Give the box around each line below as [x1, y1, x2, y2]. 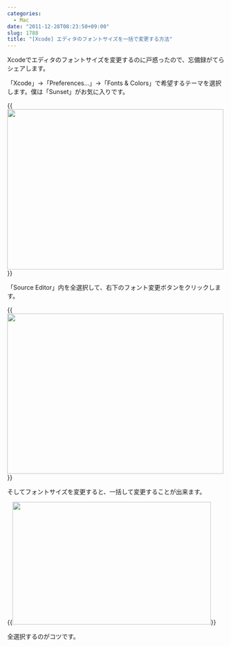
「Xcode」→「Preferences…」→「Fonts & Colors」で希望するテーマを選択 [7, 79, 222, 87]
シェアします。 [7, 64, 50, 73]
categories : [7, 10, 41, 17]
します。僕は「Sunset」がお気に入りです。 [7, 88, 129, 96]
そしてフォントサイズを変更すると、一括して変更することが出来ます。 [7, 488, 206, 496]
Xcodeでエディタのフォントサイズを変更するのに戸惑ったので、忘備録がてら [7, 56, 225, 64]
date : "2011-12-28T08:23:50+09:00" [7, 23, 110, 30]
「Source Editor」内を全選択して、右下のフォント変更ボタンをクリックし [7, 283, 216, 292]
